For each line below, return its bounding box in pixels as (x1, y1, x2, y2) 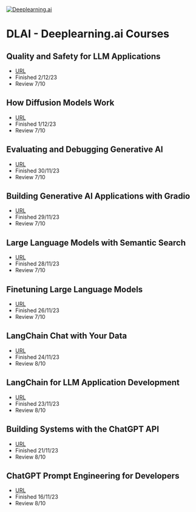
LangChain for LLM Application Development (6, 377, 180, 388)
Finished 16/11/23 (15, 493, 59, 500)
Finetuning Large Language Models (6, 284, 143, 295)
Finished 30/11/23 (15, 167, 59, 174)
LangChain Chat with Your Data (6, 331, 127, 341)
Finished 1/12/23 (15, 120, 56, 128)
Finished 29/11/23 (15, 213, 59, 221)
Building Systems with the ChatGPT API (6, 424, 160, 434)
